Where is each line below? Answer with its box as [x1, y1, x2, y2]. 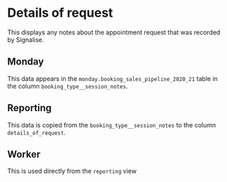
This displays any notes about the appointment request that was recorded [7, 28, 221, 36]
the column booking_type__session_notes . [7, 82, 128, 90]
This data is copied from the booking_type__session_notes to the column [7, 120, 216, 129]
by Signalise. [7, 35, 44, 43]
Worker [7, 148, 41, 160]
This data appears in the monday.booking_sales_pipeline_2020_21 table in [7, 74, 219, 83]
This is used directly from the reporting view [7, 167, 137, 176]
